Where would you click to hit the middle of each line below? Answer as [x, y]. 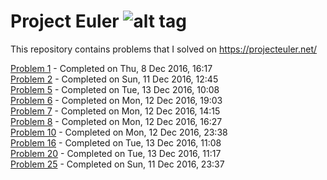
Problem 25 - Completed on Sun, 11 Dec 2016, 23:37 [117, 164]
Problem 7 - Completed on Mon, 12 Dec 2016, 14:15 [115, 111]
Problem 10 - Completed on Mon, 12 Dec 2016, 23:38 [119, 132]
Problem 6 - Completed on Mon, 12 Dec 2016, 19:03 [116, 100]
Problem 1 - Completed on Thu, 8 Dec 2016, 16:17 [111, 68]
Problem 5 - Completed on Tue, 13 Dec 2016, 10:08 [115, 89]
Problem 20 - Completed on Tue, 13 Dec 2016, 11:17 [116, 153]
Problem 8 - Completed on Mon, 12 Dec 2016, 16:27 [116, 121]
